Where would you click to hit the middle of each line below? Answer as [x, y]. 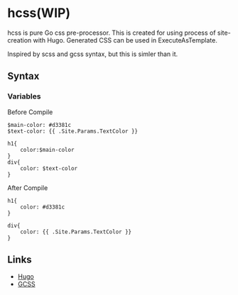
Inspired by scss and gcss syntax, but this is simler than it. [93, 54]
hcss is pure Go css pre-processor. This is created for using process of [112, 33]
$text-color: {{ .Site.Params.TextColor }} [73, 131]
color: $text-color [49, 168]
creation [20, 40]
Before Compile [30, 112]
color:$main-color [47, 150]
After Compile [28, 188]
